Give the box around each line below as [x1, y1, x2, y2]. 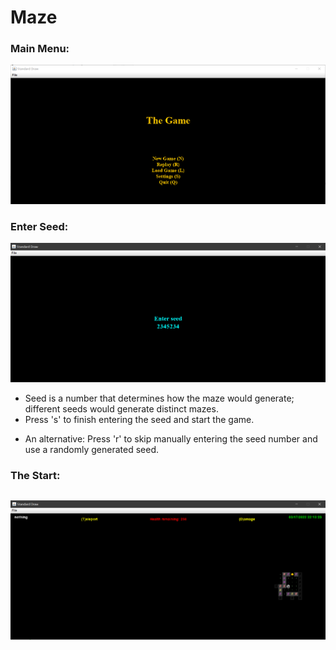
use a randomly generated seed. [24, 444, 160, 456]
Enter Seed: [10, 220, 69, 234]
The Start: [10, 469, 61, 483]
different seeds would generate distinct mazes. [24, 403, 219, 415]
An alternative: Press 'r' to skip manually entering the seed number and [24, 433, 318, 445]
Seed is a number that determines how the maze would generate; [24, 392, 295, 405]
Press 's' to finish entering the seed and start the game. [24, 414, 255, 426]
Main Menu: [10, 42, 70, 56]
